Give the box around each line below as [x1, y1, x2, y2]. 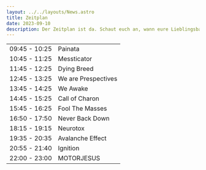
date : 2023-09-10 [6, 20, 51, 26]
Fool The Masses [58, 105, 107, 113]
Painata [58, 45, 80, 53]
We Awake [58, 84, 88, 93]
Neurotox [58, 124, 85, 133]
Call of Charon [58, 94, 100, 103]
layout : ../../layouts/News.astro [6, 9, 95, 15]
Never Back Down [58, 114, 110, 123]
